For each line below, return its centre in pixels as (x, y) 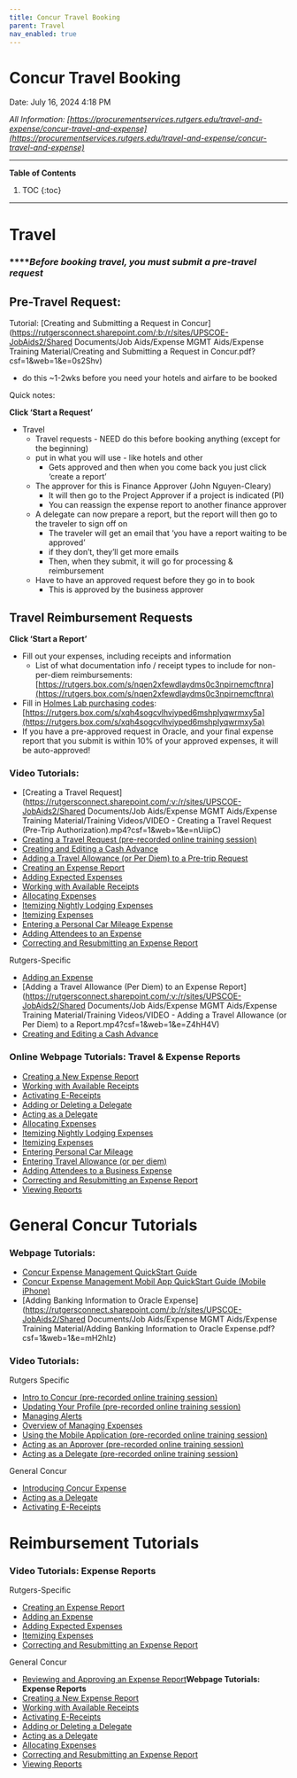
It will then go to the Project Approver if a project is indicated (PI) (166, 495)
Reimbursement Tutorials (104, 1543)
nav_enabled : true (43, 34)
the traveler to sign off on (81, 524)
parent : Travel (37, 26)
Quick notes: (32, 395)
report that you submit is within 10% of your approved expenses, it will (150, 741)
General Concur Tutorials (103, 1225)
